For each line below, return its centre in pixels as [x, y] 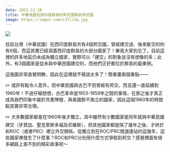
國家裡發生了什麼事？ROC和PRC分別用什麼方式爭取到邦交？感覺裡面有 [84, 138]
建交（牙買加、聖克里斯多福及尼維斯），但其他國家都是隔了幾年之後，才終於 [85, 125]
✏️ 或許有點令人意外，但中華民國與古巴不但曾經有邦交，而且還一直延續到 [82, 85]
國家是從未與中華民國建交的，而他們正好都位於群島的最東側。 [91, 63]
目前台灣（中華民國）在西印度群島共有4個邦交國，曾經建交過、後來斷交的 [83, 45]
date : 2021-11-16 [24, 10]
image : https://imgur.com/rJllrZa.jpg [46, 19]
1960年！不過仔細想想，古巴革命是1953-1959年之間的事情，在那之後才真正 [84, 93]
